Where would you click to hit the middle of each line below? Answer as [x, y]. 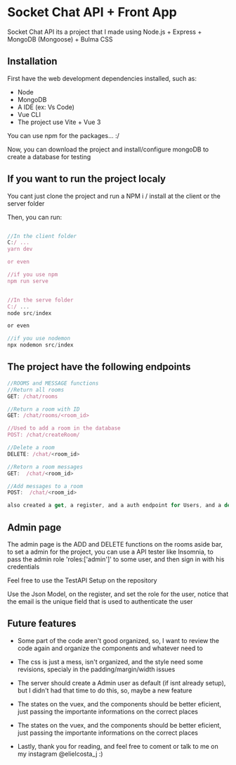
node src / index [29, 313]
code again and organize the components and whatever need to [110, 648]
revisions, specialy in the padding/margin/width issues [96, 669]
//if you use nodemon [39, 339]
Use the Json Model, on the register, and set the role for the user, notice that [118, 594]
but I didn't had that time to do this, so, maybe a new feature [105, 690]
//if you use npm [33, 275]
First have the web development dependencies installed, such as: [102, 78]
